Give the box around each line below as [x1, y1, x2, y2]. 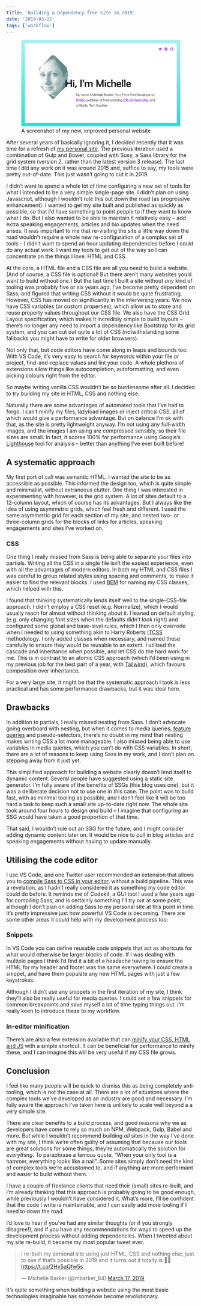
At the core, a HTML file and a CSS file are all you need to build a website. [6, 264, 189, 271]
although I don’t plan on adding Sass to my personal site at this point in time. [6, 903, 195, 910]
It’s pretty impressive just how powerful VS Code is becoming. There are [6, 909, 185, 917]
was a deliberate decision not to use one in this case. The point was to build [6, 787, 194, 795]
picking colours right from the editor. [6, 372, 97, 379]
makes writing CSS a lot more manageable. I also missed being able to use [6, 738, 191, 745]
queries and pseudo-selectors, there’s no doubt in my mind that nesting [6, 731, 183, 738]
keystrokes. [6, 976, 35, 984]
